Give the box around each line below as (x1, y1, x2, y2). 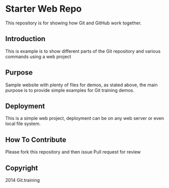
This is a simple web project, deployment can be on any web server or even (5, 115, 164, 121)
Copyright (5, 164, 38, 172)
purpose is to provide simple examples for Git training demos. (5, 87, 135, 93)
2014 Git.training (5, 177, 40, 183)
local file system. (5, 120, 41, 127)
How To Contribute (5, 135, 67, 144)
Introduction (5, 35, 46, 43)
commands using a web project (5, 53, 71, 59)
